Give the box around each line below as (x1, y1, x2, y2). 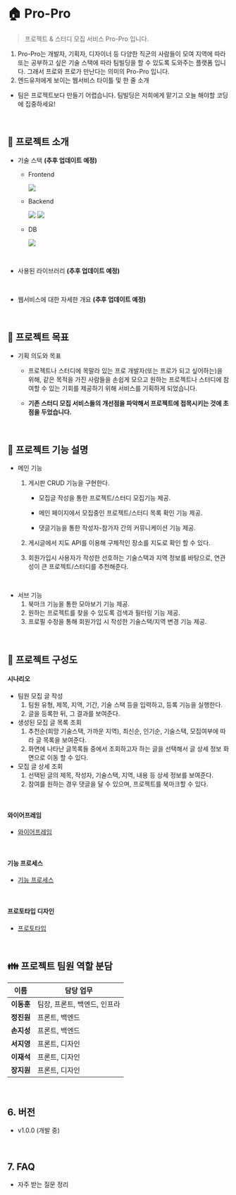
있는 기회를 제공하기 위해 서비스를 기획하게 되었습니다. (49, 384, 197, 392)
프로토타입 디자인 (7, 906, 55, 915)
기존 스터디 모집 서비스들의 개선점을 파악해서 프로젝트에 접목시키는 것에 (27, 399, 222, 407)
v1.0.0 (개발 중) (17, 1126, 60, 1134)
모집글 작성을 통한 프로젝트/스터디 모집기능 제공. (38, 494, 171, 502)
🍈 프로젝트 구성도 (7, 653, 77, 665)
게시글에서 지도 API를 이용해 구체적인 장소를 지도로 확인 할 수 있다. (27, 539, 211, 547)
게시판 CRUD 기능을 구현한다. (27, 479, 110, 487)
